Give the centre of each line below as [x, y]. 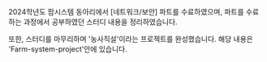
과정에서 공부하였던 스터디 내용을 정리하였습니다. [100, 22]
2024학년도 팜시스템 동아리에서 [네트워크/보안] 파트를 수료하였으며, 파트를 [127, 12]
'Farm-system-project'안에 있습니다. [68, 49]
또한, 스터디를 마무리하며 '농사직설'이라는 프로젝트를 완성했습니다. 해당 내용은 [131, 39]
